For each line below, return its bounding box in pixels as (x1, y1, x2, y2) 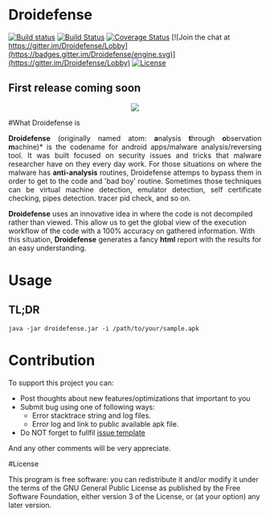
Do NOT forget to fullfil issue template (19, 427, 146, 437)
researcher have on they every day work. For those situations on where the (8, 159, 262, 168)
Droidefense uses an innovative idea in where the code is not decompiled (8, 208, 253, 218)
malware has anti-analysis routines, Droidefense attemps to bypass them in (8, 167, 262, 177)
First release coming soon (8, 81, 141, 95)
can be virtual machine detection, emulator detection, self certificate (8, 184, 262, 194)
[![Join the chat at (171, 32, 231, 42)
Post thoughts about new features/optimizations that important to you (19, 393, 251, 403)
